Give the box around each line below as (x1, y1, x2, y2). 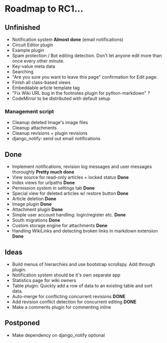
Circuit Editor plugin (12, 42, 53, 48)
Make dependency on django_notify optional (12, 332, 105, 338)
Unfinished (5, 23, 41, 32)
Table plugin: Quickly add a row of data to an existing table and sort (12, 282, 153, 289)
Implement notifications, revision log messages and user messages (12, 163, 152, 169)
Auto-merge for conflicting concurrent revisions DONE (12, 293, 126, 299)
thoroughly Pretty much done (12, 169, 75, 175)
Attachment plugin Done (12, 206, 63, 212)
